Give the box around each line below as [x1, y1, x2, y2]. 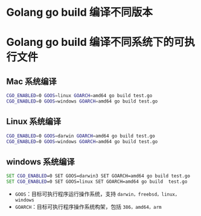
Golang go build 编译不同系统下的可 [6, 36, 185, 49]
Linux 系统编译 [6, 116, 62, 127]
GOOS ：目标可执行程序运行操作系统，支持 [14, 191, 116, 198]
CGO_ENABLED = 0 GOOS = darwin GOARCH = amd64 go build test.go [6, 133, 155, 139]
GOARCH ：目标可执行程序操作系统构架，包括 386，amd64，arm [14, 203, 162, 211]
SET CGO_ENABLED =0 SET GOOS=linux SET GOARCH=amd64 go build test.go [6, 179, 188, 185]
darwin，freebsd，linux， [117, 191, 180, 198]
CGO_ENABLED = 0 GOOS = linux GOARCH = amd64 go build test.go [6, 93, 153, 99]
